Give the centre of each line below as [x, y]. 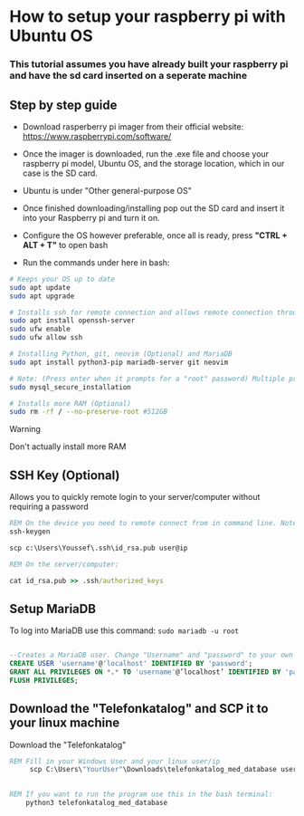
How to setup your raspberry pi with [148, 17]
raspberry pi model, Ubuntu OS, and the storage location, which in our [153, 163]
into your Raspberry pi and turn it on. [91, 217]
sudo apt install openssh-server [72, 321]
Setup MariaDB [53, 609]
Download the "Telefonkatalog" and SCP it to [139, 709]
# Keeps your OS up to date [62, 279]
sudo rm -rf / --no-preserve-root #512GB [89, 412]
